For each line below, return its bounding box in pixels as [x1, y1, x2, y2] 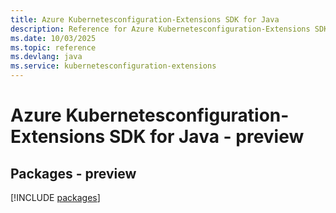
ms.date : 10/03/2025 [10, 33, 97, 43]
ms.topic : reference [10, 42, 97, 53]
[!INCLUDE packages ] [10, 192, 101, 203]
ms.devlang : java [10, 52, 83, 62]
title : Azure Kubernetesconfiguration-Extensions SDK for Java [10, 14, 280, 25]
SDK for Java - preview [108, 126, 305, 148]
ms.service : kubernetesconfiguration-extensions [10, 61, 217, 71]
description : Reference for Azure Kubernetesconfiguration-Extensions [10, 24, 311, 34]
